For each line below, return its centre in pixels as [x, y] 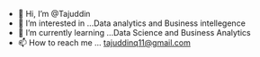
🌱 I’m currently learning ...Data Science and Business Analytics [134, 33]
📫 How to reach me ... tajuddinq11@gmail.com [104, 43]
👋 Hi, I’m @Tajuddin [54, 14]
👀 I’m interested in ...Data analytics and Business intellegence [131, 23]
